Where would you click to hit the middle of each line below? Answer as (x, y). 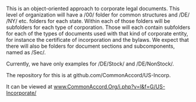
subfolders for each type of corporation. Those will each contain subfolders (98, 27)
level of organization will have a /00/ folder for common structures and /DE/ (98, 15)
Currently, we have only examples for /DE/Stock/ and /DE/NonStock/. (90, 64)
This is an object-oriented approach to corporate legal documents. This (93, 9)
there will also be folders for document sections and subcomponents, (91, 46)
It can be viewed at (29, 87)
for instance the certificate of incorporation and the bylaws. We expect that (97, 40)
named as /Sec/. (26, 52)
